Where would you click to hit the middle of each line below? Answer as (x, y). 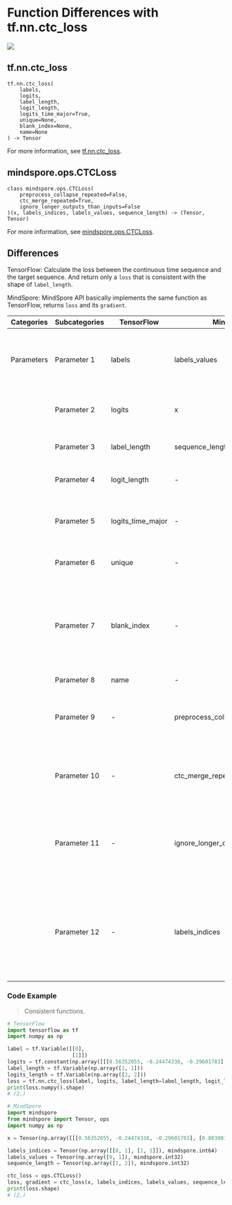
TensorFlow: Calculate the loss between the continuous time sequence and (114, 270)
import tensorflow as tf (43, 1030)
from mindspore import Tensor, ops (58, 1119)
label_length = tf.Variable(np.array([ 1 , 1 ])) (75, 1068)
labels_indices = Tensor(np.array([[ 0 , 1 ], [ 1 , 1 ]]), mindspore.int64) (112, 1150)
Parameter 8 (75, 680)
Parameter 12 (77, 932)
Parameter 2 (75, 410)
